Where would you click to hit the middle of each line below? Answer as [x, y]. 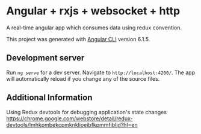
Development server [45, 58]
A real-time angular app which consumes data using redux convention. [94, 28]
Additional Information [49, 98]
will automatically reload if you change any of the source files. [83, 78]
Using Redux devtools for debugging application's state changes [87, 112]
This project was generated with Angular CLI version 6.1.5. [78, 39]
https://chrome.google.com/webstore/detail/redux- [70, 118]
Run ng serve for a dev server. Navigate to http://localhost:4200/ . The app [101, 72]
